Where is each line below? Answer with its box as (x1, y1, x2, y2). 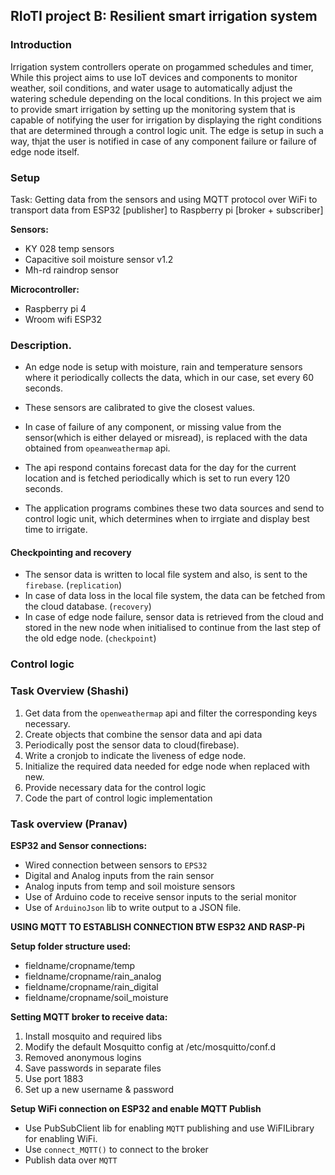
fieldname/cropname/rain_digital (24, 981, 159, 993)
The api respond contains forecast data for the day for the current (24, 462, 297, 474)
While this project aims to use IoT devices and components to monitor (10, 71, 298, 83)
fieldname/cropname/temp (24, 960, 136, 971)
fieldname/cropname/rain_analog (24, 970, 162, 982)
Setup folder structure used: (10, 940, 132, 952)
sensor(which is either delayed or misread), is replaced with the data (24, 432, 308, 444)
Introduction (10, 38, 72, 52)
